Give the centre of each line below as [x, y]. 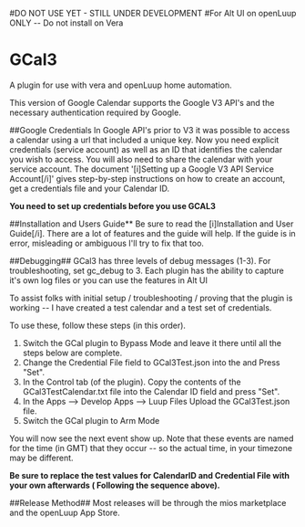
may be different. [42, 458]
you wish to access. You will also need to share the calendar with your [141, 159]
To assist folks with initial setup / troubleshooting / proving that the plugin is [151, 298]
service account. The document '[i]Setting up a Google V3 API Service [142, 169]
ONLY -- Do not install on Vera [66, 23]
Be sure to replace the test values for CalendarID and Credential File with [149, 475]
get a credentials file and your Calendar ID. [90, 188]
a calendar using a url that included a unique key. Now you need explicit [144, 140]
